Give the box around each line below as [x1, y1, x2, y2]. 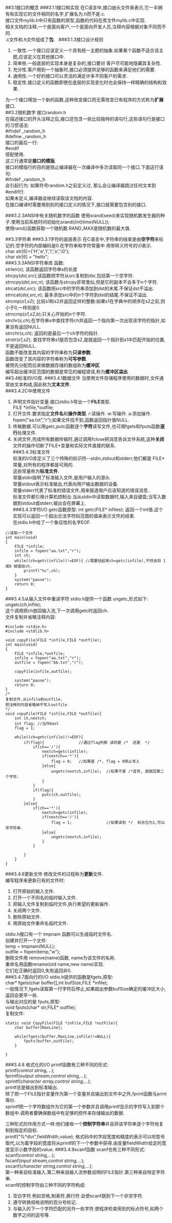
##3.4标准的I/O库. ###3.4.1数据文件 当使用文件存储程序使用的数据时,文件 [5, 375, 160, 381]
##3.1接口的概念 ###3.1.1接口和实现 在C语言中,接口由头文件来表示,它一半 [5, 5, 158, 10]
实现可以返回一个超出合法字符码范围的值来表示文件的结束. [12, 513, 136, 519]
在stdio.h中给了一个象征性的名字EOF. [12, 519, 91, 525]
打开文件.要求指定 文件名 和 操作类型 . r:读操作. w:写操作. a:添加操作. [12, 411, 152, 416]
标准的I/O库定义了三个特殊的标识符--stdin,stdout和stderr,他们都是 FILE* [12, 455, 165, 461]
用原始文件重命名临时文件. [12, 920, 68, 926]
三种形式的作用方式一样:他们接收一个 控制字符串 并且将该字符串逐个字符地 [5, 1121, 160, 1127]
